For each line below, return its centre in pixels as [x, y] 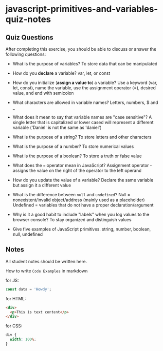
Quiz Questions [29, 37]
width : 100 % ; [23, 340]
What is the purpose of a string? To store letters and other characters [82, 137]
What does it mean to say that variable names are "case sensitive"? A [82, 117]
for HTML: [16, 298]
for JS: [12, 280]
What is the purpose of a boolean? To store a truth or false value [77, 156]
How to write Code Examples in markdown [47, 271]
